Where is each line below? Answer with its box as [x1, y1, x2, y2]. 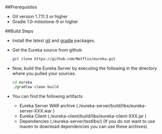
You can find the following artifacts [12, 93, 83, 99]
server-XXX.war [19, 108, 52, 114]
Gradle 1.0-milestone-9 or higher [12, 19, 78, 24]
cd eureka [12, 80, 33, 85]
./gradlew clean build [12, 84, 59, 89]
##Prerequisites [5, 4, 38, 10]
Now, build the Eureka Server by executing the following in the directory [12, 65, 158, 71]
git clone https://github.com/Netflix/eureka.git [12, 57, 116, 61]
